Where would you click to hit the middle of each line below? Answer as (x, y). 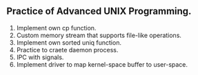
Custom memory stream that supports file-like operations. (99, 35)
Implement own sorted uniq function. (69, 42)
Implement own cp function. (56, 28)
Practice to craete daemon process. (67, 50)
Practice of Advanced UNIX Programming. (99, 11)
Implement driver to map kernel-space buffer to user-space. (102, 64)
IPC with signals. (40, 57)
